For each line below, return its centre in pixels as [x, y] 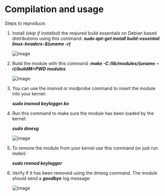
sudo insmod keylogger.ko [40, 103]
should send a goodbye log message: [51, 178]
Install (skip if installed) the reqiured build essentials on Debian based [84, 33]
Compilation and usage [54, 9]
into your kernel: [29, 93]
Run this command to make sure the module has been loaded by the [83, 113]
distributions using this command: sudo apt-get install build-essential [86, 38]
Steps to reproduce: [25, 23]
